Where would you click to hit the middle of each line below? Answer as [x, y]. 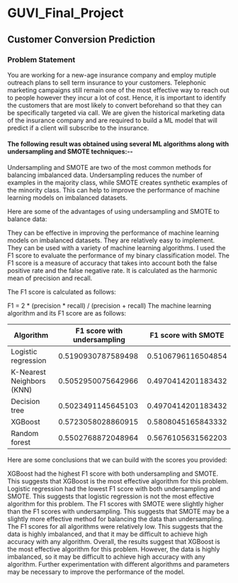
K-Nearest [28, 373]
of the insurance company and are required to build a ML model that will [112, 120]
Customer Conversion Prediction [81, 39]
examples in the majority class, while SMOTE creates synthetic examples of [118, 183]
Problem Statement [41, 60]
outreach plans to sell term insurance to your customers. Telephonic [107, 82]
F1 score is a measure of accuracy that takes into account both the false [112, 263]
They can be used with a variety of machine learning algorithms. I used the [117, 248]
